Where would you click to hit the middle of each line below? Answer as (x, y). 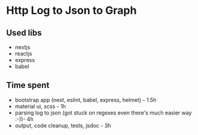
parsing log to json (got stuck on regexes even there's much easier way (103, 113)
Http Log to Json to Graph (71, 11)
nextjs (22, 47)
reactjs (23, 54)
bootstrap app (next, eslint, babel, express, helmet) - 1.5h (86, 99)
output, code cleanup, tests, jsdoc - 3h (63, 125)
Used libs (24, 33)
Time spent (28, 85)
